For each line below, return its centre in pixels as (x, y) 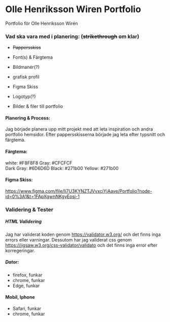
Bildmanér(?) (26, 67)
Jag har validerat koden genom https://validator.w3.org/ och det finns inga (83, 234)
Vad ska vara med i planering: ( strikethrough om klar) (72, 36)
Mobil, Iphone (20, 297)
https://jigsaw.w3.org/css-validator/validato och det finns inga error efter (81, 245)
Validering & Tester (29, 210)
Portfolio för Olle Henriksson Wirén (42, 23)
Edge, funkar (26, 286)
